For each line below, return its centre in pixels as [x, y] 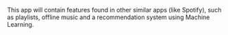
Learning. [21, 24]
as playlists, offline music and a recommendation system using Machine [109, 17]
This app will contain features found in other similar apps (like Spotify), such [114, 10]
